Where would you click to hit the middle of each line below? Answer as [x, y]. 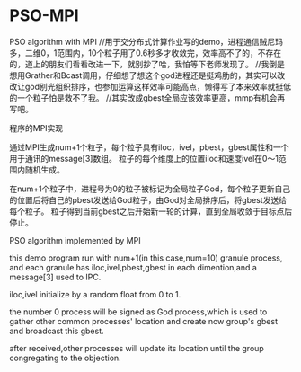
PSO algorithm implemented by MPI [75, 240]
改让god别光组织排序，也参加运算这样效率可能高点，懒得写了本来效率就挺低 [150, 86]
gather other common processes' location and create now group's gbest [144, 321]
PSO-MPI [44, 16]
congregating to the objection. [65, 358]
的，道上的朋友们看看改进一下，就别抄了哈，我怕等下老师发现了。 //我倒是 [147, 64]
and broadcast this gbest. [57, 331]
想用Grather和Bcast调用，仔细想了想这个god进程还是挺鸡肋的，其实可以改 [147, 75]
